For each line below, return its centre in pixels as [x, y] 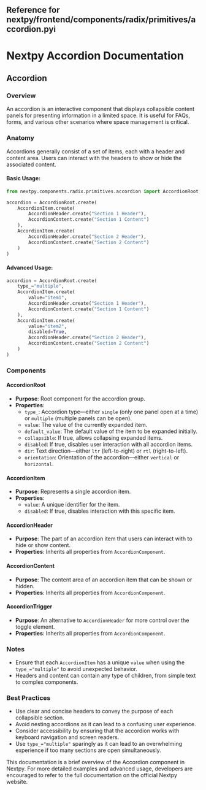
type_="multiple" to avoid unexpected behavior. [76, 669]
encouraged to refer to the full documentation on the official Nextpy [92, 775]
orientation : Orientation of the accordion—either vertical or [102, 457]
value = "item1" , [48, 298]
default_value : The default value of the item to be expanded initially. [111, 431]
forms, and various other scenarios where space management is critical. [98, 122]
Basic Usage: [24, 178]
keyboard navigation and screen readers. [67, 737]
